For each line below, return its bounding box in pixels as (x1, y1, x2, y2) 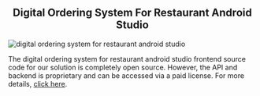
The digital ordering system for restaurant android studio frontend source (8, 54, 247, 63)
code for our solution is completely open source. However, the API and (8, 62, 238, 72)
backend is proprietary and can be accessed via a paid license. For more (8, 70, 245, 80)
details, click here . (8, 79, 68, 88)
